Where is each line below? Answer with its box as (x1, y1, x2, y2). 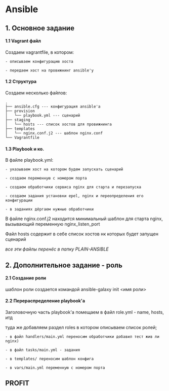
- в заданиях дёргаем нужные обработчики (5, 207, 94, 212)
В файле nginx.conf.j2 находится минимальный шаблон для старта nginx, (5, 216, 163, 222)
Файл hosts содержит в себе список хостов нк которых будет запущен (5, 231, 158, 237)
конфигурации (5, 198, 33, 203)
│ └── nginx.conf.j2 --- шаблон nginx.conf (5, 130, 103, 135)
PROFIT (5, 379, 29, 387)
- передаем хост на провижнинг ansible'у (5, 67, 94, 73)
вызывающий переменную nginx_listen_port (5, 221, 100, 227)
